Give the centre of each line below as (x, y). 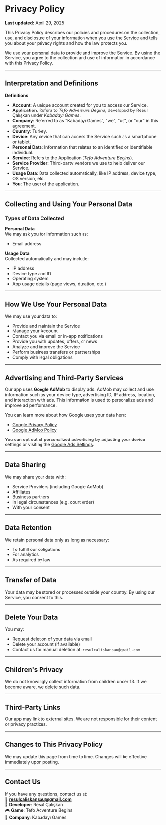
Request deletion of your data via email (52, 639)
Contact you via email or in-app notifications (57, 336)
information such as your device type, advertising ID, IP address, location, (80, 395)
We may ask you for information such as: (47, 234)
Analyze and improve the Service (46, 347)
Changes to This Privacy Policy (54, 744)
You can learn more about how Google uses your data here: (66, 415)
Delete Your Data (32, 617)
